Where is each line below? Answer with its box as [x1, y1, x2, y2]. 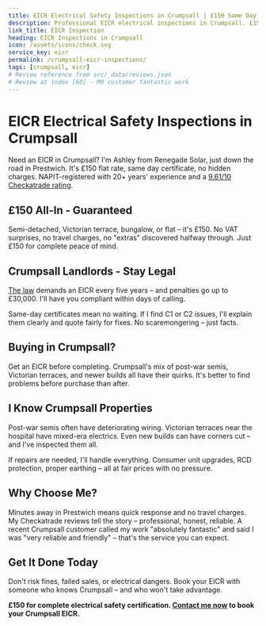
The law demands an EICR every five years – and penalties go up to [8, 286, 229, 295]
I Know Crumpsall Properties [8, 401, 153, 415]
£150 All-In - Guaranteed [8, 203, 133, 217]
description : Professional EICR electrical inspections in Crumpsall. [8, 19, 246, 27]
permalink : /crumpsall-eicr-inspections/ [8, 56, 147, 64]
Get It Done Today [8, 555, 99, 569]
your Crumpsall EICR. [8, 609, 81, 619]
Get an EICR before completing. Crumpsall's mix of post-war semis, [8, 362, 229, 371]
